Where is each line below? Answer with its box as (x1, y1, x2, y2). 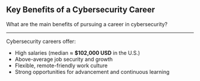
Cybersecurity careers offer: (6, 38, 76, 45)
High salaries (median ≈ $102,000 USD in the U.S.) (14, 49, 140, 56)
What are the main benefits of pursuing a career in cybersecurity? (6, 20, 168, 27)
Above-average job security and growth (14, 55, 113, 63)
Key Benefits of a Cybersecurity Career (6, 5, 155, 15)
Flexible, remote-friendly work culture (14, 62, 108, 69)
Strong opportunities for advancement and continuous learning (14, 68, 170, 75)
